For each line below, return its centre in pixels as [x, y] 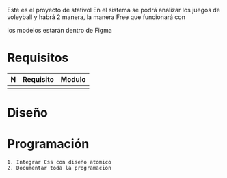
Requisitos [38, 58]
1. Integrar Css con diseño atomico [59, 162]
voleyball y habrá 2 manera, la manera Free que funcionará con [96, 17]
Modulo [74, 79]
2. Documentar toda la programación [59, 168]
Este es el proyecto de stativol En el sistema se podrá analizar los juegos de [114, 10]
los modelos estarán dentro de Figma [60, 30]
